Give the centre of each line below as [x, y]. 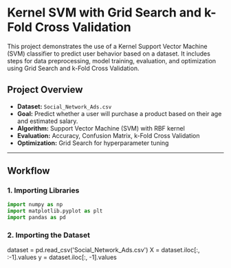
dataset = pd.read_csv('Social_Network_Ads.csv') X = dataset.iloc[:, [103, 250]
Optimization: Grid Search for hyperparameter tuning [93, 143]
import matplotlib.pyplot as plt [55, 211]
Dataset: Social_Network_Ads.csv [64, 106]
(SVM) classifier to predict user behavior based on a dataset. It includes [109, 54]
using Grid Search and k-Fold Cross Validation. [73, 68]
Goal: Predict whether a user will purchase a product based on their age [119, 113]
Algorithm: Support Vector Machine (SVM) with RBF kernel [101, 128]
